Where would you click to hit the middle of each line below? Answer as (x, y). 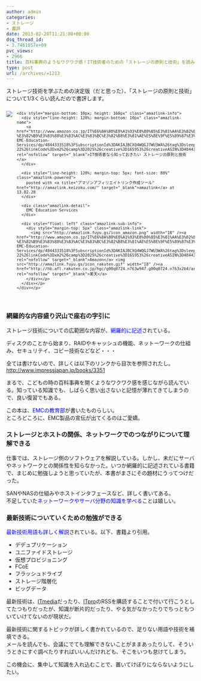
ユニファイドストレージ (44, 552)
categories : (21, 17)
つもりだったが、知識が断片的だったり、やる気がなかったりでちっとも (103, 609)
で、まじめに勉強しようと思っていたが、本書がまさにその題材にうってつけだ (100, 473)
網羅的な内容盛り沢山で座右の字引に (58, 316)
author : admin (24, 12)
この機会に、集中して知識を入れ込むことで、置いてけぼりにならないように (98, 665)
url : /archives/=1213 (33, 73)
